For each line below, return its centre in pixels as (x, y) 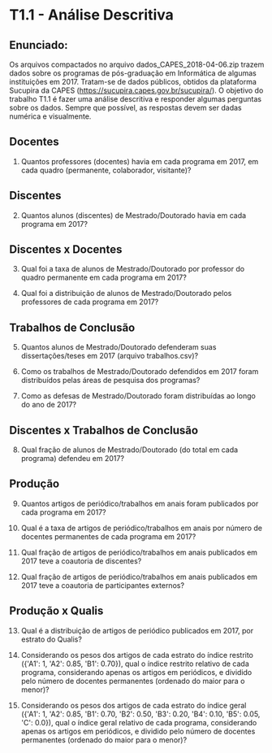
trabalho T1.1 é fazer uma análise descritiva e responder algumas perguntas (136, 99)
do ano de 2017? (48, 405)
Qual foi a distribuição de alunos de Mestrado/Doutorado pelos (126, 294)
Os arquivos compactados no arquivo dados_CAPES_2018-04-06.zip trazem (137, 64)
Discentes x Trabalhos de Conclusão (104, 430)
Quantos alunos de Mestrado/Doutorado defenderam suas (119, 347)
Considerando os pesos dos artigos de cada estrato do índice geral (134, 705)
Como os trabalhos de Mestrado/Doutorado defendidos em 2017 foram (140, 372)
